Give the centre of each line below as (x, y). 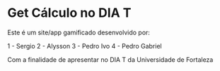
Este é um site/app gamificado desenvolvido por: (79, 32)
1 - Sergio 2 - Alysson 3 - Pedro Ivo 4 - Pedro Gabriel (85, 46)
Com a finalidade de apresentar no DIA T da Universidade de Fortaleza (110, 59)
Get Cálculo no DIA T (69, 13)
